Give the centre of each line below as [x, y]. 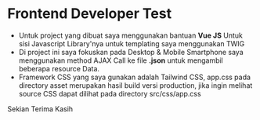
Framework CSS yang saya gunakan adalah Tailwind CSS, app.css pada [135, 77]
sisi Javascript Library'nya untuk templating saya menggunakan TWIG [132, 43]
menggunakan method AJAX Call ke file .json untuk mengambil [121, 60]
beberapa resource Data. [59, 68]
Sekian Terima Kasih [40, 109]
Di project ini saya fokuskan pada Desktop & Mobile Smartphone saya [131, 52]
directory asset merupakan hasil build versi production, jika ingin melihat [135, 85]
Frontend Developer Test [90, 14]
